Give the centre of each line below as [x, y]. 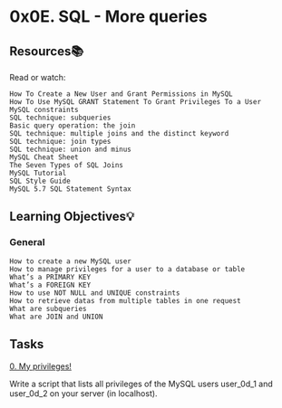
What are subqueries [49, 308]
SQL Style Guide [40, 181]
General [27, 242]
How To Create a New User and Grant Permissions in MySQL [121, 94]
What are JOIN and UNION [56, 317]
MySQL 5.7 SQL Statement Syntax [70, 189]
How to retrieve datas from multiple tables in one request [126, 300]
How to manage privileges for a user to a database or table [127, 269]
